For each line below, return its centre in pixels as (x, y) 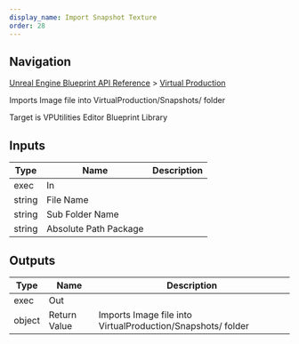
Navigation (40, 62)
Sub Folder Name (83, 214)
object (27, 320)
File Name (68, 200)
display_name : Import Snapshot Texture (83, 17)
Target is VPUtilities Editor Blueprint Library (89, 117)
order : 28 (28, 26)
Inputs (28, 145)
